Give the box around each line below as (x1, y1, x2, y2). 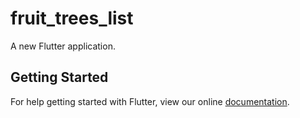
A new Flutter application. (10, 40, 116, 52)
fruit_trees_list (10, 7, 134, 30)
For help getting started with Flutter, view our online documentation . (10, 95, 290, 107)
